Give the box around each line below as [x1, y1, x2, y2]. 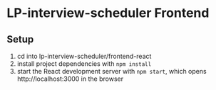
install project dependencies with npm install [16, 60, 152, 68]
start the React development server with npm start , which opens [16, 67, 207, 75]
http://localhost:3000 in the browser [16, 74, 124, 83]
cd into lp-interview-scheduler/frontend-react [16, 52, 152, 60]
